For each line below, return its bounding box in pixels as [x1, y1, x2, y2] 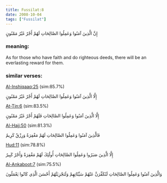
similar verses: [5, 72, 42, 79]
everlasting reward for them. [5, 60, 64, 66]
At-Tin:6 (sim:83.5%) [5, 103, 49, 109]
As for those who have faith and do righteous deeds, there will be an [5, 54, 146, 60]
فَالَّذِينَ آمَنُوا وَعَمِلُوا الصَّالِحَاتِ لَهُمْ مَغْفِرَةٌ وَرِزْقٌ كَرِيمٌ [5, 132, 100, 138]
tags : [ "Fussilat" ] [5, 17, 46, 22]
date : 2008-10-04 [5, 12, 42, 17]
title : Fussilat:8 [5, 7, 44, 13]
